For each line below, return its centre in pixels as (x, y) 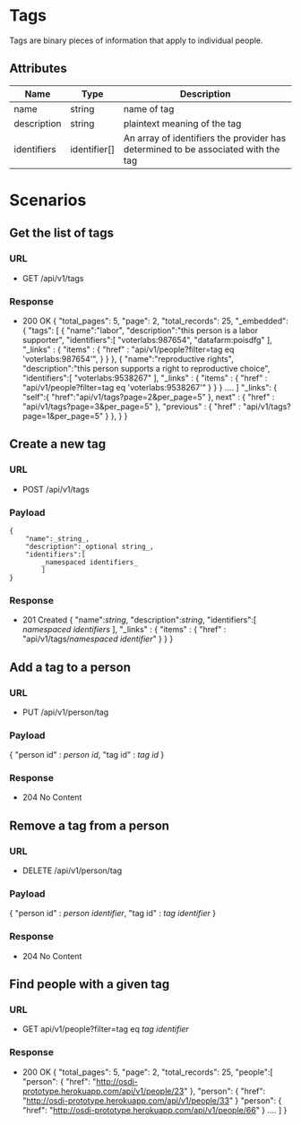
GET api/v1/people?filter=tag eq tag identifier (106, 1029)
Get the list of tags (62, 233)
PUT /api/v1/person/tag (65, 712)
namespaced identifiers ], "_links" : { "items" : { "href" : (124, 630)
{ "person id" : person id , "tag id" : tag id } (87, 755)
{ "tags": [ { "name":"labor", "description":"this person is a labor (140, 330)
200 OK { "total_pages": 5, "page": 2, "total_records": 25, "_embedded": (155, 321)
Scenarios (48, 200)
